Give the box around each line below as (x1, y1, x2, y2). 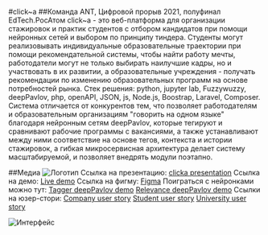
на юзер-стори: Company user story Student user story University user (8, 193, 247, 203)
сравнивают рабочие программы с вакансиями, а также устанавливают (8, 126, 259, 136)
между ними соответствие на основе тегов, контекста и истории (8, 135, 233, 144)
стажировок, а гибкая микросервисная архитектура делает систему (8, 144, 245, 153)
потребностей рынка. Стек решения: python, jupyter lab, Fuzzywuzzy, (8, 84, 247, 93)
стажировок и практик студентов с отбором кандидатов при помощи (8, 24, 248, 33)
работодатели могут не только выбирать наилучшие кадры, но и (8, 58, 232, 68)
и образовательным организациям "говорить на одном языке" (8, 109, 225, 119)
